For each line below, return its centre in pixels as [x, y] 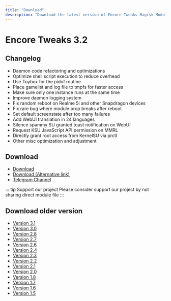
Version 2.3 [25, 256]
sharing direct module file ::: [35, 195]
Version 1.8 [24, 277]
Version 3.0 [25, 228]
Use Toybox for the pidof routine [47, 81]
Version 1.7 [24, 283]
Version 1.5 [24, 293]
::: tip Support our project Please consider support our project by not [77, 190]
